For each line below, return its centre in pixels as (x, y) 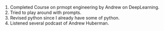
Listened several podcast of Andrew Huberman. (59, 23)
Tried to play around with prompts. (46, 12)
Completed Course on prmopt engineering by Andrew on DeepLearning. (85, 7)
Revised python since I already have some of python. (65, 18)
